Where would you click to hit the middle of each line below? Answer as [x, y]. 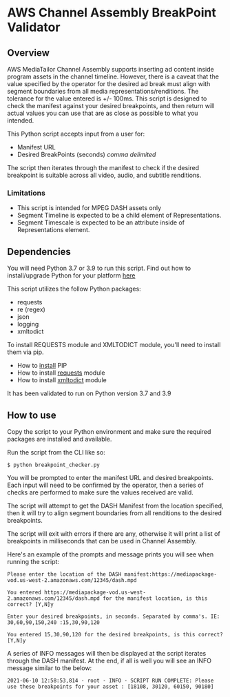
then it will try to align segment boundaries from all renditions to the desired [115, 513]
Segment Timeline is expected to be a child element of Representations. [119, 216]
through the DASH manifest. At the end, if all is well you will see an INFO [109, 660]
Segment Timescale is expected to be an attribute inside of [101, 222]
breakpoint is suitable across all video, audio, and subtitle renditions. [104, 175]
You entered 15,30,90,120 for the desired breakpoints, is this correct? [115, 634]
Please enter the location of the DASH [64, 574]
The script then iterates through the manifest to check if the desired [103, 168]
